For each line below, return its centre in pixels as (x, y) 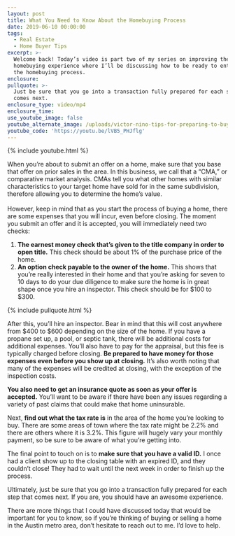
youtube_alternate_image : (45, 124)
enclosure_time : (31, 111)
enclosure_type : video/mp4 (47, 105)
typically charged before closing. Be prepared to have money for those (111, 353)
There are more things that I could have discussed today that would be (109, 511)
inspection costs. (32, 376)
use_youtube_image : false (45, 118)
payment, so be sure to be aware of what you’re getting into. (94, 440)
